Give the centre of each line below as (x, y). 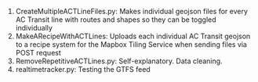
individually (34, 28)
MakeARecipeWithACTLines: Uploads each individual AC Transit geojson (133, 36)
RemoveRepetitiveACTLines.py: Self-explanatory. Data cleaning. (119, 61)
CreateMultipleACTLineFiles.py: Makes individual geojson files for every (132, 11)
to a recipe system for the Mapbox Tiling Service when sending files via (131, 45)
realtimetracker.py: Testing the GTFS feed (83, 69)
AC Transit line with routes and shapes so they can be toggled (116, 20)
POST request (38, 53)
